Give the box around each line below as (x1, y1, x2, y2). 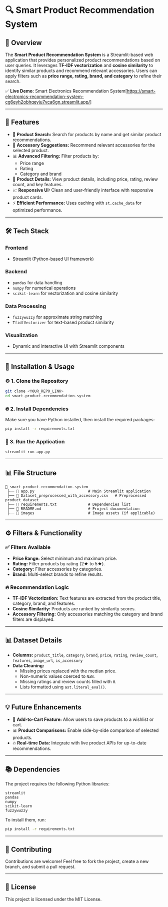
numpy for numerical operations (12, 285, 76, 291)
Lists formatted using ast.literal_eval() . (19, 684, 106, 690)
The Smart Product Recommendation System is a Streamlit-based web (5, 52, 153, 58)
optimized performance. (12, 207, 62, 213)
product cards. (12, 194, 43, 200)
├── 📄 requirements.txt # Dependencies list (7, 502, 131, 507)
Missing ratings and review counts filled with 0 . (19, 678, 116, 684)
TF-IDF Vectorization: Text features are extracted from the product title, (12, 595, 161, 601)
